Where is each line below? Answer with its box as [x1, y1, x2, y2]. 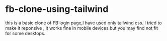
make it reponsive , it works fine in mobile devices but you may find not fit [5, 25, 158, 31]
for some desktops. [5, 30, 46, 36]
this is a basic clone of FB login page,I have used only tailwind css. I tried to [5, 20, 162, 26]
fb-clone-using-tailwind [5, 3, 109, 15]
